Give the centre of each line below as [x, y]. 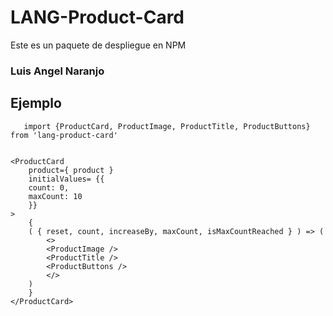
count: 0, [49, 187]
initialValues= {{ [66, 179]
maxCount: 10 [55, 196]
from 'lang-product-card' [64, 135]
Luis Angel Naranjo [57, 71]
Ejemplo [36, 103]
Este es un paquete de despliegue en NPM [98, 45]
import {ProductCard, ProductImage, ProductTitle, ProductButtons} [167, 126]
